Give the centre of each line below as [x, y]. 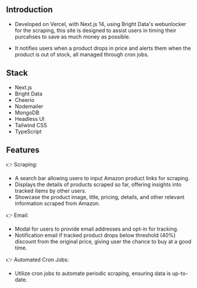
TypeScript [28, 131]
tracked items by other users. [51, 191]
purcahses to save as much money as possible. [72, 36]
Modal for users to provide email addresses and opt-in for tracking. [96, 229]
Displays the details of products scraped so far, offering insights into [98, 185]
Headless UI [30, 119]
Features [23, 150]
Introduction [30, 10]
